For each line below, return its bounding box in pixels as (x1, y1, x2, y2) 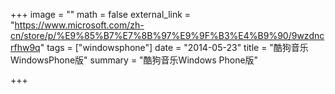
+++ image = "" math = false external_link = (10, 9, 192, 20)
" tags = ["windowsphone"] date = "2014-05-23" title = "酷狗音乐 (39, 42, 309, 53)
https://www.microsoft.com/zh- (14, 19, 145, 31)
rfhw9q (10, 42, 41, 53)
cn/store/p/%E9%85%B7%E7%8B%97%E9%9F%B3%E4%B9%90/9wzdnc (10, 30, 325, 41)
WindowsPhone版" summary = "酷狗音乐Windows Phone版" (10, 54, 259, 66)
